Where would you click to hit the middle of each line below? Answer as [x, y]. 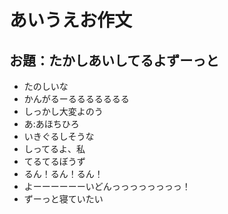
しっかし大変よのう [63, 111]
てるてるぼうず [54, 161]
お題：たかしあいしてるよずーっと [114, 60]
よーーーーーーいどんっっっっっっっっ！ [107, 186]
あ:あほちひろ [51, 124]
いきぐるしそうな [59, 136]
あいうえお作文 [71, 20]
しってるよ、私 [54, 149]
